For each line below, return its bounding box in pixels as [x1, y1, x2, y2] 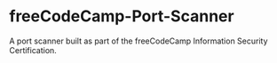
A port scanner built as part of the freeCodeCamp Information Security [9, 35, 268, 46]
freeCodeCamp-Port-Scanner [9, 6, 234, 27]
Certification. [9, 44, 58, 55]
